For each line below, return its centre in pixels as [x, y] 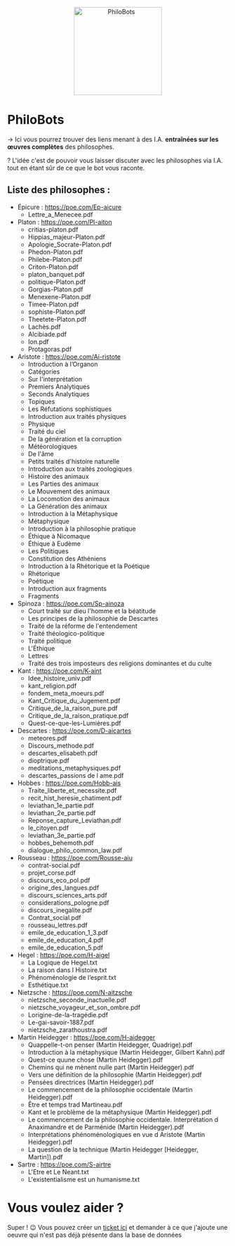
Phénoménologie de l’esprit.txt [72, 977]
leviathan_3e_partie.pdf [62, 835]
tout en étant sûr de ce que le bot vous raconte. [76, 168]
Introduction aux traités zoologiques [80, 469]
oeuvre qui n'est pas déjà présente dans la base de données [95, 1235]
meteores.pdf [47, 738]
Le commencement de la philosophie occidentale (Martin [110, 1089]
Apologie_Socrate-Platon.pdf [70, 244]
